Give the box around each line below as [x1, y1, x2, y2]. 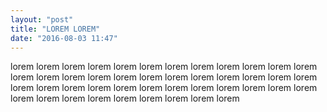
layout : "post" [10, 14, 74, 25]
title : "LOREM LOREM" [10, 24, 101, 34]
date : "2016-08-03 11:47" [10, 33, 118, 43]
